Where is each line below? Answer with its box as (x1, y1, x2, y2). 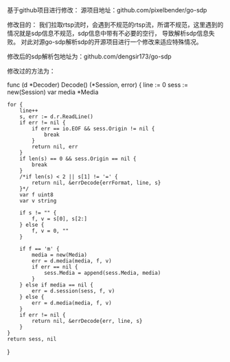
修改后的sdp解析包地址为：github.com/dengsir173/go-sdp (7, 52, 172, 60)
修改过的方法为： (7, 67, 56, 75)
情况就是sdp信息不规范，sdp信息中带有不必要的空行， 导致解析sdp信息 (7, 30, 209, 37)
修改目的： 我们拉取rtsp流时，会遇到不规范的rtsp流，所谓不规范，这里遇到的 (7, 21, 224, 29)
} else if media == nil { (19, 282, 94, 289)
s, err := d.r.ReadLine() (19, 113, 94, 120)
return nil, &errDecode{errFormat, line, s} (32, 179, 161, 186)
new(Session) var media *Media (7, 88, 99, 96)
